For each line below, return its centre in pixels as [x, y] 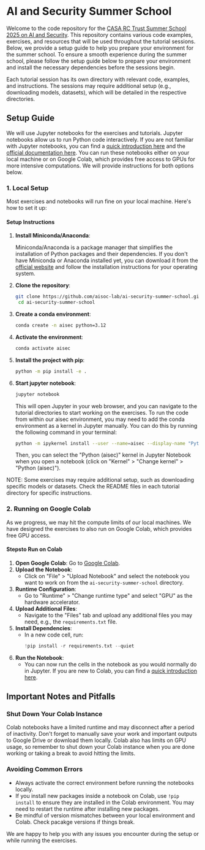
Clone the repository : [43, 285]
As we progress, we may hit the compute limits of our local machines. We [99, 522]
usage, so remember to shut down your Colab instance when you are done [100, 747]
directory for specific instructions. [49, 493]
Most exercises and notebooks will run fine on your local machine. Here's [99, 201]
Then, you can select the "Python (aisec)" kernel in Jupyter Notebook [103, 455]
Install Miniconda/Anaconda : [53, 236]
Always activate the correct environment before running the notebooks [105, 782]
